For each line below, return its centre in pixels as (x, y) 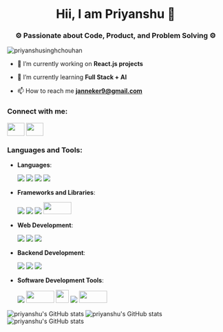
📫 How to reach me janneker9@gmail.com (79, 91)
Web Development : (45, 225)
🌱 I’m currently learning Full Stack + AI (72, 77)
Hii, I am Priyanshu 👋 (116, 14)
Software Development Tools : (61, 280)
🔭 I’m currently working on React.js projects (80, 64)
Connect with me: (38, 112)
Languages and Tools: (45, 149)
